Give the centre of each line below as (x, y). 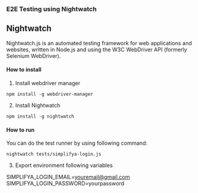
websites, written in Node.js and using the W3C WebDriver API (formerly (97, 49)
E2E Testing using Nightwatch (51, 9)
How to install (24, 70)
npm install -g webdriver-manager (50, 94)
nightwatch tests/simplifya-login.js (54, 154)
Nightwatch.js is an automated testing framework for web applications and (99, 43)
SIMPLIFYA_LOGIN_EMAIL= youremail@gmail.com (68, 177)
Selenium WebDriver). (34, 55)
